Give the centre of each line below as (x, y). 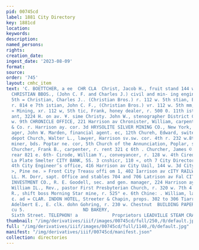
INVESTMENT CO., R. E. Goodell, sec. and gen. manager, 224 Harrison (99, 182)
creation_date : (25, 56)
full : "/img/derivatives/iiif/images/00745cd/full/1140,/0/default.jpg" (98, 226)
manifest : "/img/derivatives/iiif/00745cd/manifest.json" (79, 232)
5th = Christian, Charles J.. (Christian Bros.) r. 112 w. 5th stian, (100, 100)
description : (22, 39)
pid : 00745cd (22, 12)
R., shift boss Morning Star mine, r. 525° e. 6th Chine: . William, (99, 193)
